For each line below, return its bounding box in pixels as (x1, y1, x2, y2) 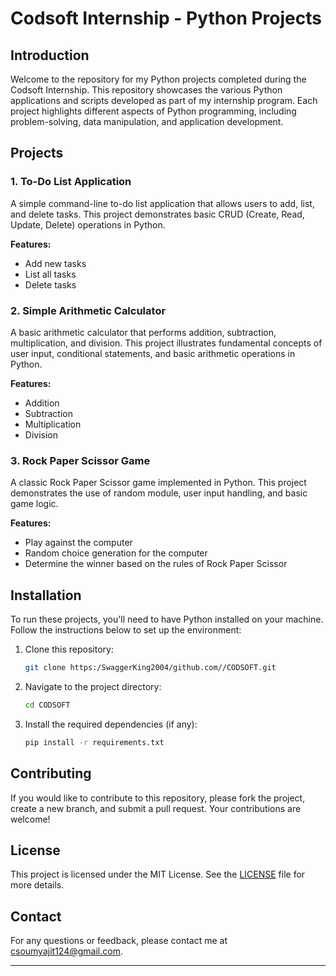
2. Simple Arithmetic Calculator (10, 303, 167, 317)
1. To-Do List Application (10, 175, 132, 189)
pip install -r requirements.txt (24, 737, 165, 747)
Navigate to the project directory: (24, 680, 162, 692)
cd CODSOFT (24, 700, 71, 710)
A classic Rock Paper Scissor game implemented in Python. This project (10, 477, 307, 489)
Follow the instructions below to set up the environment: (10, 624, 242, 636)
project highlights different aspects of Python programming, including (10, 105, 297, 117)
